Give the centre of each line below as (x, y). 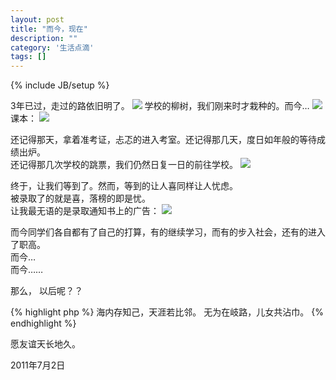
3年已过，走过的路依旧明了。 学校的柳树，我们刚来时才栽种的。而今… (160, 106)
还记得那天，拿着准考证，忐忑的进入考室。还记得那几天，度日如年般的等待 (163, 140)
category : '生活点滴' (52, 47)
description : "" (44, 38)
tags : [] (28, 57)
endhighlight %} (43, 323)
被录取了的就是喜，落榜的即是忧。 (80, 198)
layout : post (37, 19)
